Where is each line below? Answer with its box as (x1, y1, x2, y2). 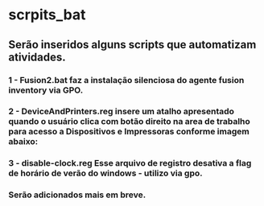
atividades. (8, 50, 66, 64)
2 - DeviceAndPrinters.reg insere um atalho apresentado (8, 106, 235, 117)
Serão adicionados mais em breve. (8, 189, 146, 200)
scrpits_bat (8, 6, 86, 24)
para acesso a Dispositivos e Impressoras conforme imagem (8, 126, 250, 138)
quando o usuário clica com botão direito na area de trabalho (8, 116, 251, 127)
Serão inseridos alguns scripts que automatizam (8, 38, 257, 51)
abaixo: (8, 136, 39, 147)
